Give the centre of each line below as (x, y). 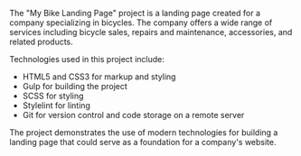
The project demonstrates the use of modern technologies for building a (144, 133)
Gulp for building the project (75, 86)
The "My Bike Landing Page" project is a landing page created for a (135, 13)
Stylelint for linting (56, 106)
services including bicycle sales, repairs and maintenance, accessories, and (151, 32)
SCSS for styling (53, 96)
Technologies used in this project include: (87, 59)
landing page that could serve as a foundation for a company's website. (143, 142)
